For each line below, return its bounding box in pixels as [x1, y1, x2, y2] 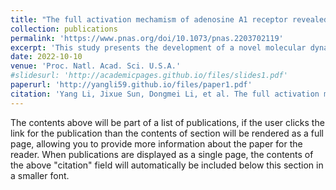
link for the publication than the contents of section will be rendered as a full [10, 127, 324, 139]
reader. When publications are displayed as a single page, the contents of [10, 148, 314, 160]
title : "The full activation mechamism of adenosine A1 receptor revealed [10, 14, 329, 25]
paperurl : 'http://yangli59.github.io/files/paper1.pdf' [10, 80, 253, 90]
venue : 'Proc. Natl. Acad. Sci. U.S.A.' [10, 61, 182, 71]
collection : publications [10, 24, 118, 34]
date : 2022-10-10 [10, 52, 83, 62]
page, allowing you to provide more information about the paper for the [10, 137, 303, 150]
